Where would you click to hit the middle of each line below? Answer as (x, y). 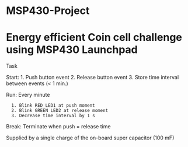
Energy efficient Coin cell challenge (94, 38)
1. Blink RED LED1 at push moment (53, 106)
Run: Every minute (28, 95)
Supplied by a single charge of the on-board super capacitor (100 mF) (90, 138)
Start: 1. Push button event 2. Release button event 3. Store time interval (93, 78)
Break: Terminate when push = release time (58, 127)
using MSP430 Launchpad (72, 50)
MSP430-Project (48, 11)
